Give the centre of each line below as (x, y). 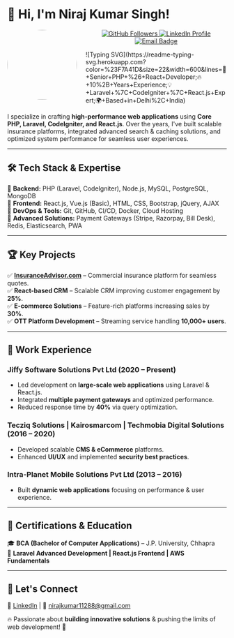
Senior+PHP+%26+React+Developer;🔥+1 (144, 77)
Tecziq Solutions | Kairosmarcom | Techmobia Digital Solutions (116, 425)
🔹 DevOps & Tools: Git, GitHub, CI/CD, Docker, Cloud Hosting (95, 210)
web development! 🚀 (37, 627)
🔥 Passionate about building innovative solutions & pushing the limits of (111, 619)
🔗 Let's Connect (42, 589)
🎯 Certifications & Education (70, 526)
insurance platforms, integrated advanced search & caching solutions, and (114, 131)
